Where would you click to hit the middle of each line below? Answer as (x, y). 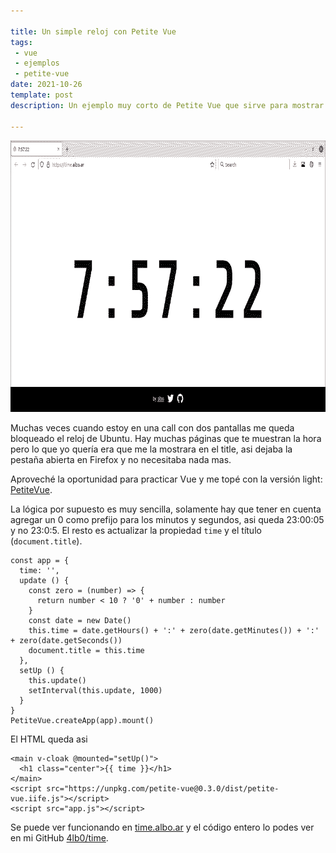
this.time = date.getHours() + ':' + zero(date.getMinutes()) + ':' (174, 630)
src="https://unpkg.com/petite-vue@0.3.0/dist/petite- (163, 788)
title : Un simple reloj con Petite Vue (93, 31)
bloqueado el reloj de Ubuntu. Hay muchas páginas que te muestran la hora (166, 438)
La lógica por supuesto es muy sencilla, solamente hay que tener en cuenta (166, 509)
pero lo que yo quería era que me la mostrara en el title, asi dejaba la (151, 449)
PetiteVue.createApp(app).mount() (82, 720)
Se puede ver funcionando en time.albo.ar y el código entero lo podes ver (162, 827)
